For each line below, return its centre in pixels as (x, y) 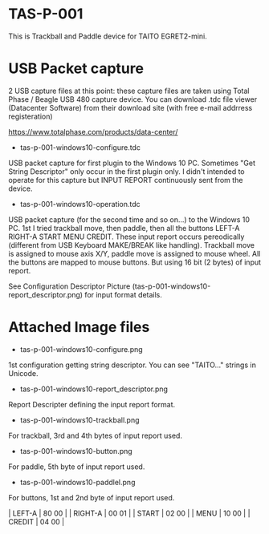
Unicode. (23, 373)
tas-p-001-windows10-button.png (76, 451)
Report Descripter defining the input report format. (92, 404)
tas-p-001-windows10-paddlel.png (77, 482)
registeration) (31, 116)
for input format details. (123, 294)
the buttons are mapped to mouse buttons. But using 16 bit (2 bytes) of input (135, 262)
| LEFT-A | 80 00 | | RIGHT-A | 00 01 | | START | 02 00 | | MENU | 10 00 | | (129, 513)
